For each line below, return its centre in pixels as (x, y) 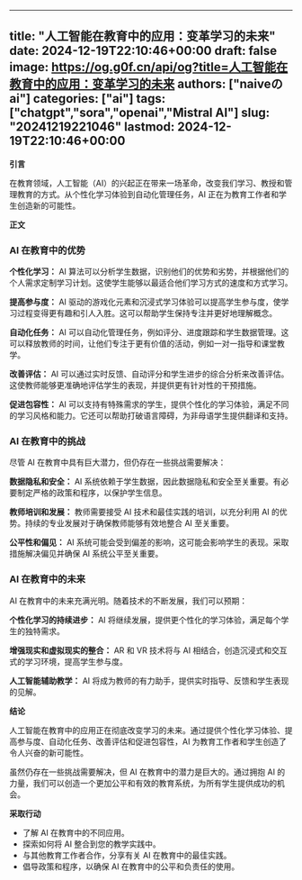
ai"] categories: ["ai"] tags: (88, 99)
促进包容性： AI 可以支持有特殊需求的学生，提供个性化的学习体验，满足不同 (149, 404)
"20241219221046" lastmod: (92, 127)
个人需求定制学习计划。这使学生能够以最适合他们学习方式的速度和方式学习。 (151, 283)
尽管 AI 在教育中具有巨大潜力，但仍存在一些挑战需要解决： (118, 463)
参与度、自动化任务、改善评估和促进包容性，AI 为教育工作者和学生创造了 (152, 741)
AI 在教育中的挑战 (48, 441)
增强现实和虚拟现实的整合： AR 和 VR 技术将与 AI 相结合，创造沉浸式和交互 (148, 650)
